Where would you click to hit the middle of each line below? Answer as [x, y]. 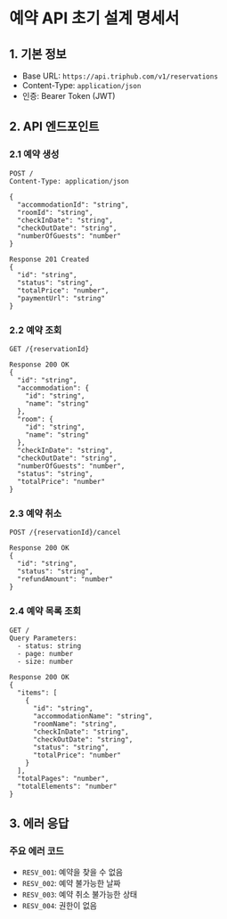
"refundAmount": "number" [65, 579]
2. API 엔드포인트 [54, 127]
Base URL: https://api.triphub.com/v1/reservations [120, 76]
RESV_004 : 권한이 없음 [60, 906]
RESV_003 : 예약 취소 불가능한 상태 [80, 894]
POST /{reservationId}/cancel [65, 533]
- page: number [45, 653]
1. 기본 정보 [38, 54]
